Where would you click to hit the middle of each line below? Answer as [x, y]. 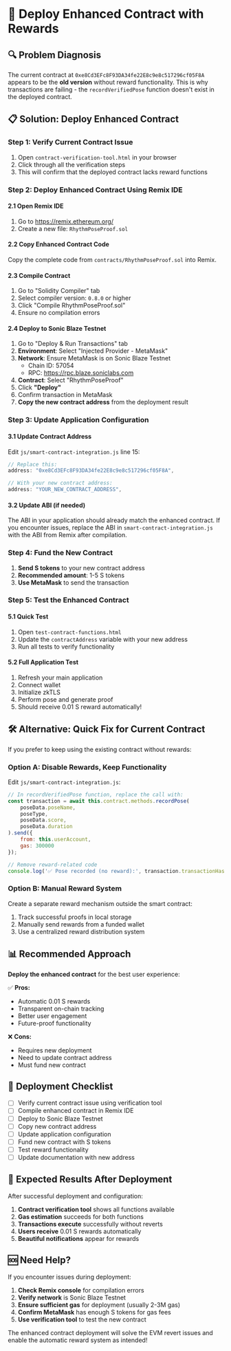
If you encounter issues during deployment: [69, 1277]
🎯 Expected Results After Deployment [90, 1179]
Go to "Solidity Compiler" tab [59, 291]
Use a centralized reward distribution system [81, 931]
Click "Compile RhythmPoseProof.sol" [71, 305]
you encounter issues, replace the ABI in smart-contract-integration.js [111, 528]
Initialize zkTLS [39, 692]
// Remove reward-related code [53, 865]
